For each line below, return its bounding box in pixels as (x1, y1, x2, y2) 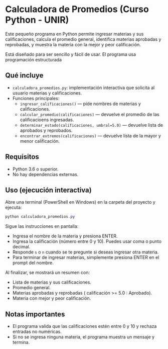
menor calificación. (20, 138, 60, 144)
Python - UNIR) (5, 14, 69, 26)
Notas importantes (5, 310, 65, 318)
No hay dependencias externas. (12, 171, 79, 177)
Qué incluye (5, 71, 44, 80)
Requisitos (5, 152, 39, 161)
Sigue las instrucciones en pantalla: (5, 223, 79, 229)
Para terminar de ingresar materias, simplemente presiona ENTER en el (12, 254, 159, 260)
